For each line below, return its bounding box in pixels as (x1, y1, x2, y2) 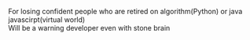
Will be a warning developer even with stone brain (8, 24, 171, 32)
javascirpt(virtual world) (8, 15, 86, 24)
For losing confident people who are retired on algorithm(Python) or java (8, 7, 243, 16)
